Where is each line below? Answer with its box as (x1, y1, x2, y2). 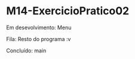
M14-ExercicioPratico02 (6, 4, 130, 18)
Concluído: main (6, 46, 47, 54)
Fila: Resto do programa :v (6, 35, 71, 42)
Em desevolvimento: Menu (6, 24, 72, 31)
